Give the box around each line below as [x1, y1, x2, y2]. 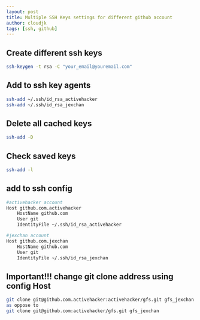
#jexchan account [6, 232, 50, 239]
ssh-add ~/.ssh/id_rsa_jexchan [6, 101, 84, 108]
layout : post [6, 8, 39, 15]
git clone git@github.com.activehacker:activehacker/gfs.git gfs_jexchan [6, 297, 195, 303]
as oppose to [6, 303, 39, 309]
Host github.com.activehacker [6, 205, 82, 211]
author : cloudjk [6, 20, 47, 26]
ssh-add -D [6, 134, 34, 140]
